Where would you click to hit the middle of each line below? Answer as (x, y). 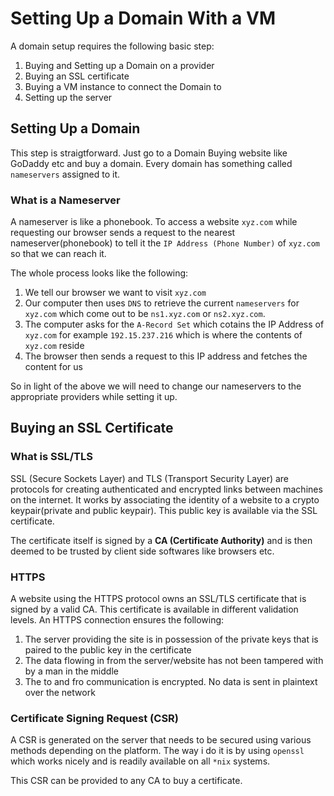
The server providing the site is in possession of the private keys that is (171, 639)
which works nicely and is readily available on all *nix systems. (140, 761)
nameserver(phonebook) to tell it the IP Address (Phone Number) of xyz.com (165, 243)
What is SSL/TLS (51, 457)
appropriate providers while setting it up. (94, 397)
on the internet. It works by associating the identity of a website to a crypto (165, 499)
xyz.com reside (54, 346)
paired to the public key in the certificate (108, 650)
